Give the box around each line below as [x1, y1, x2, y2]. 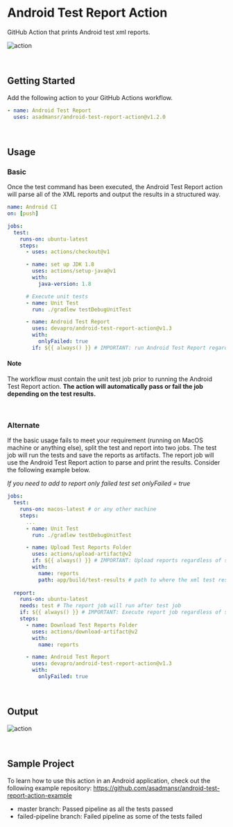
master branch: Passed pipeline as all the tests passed [17, 805, 173, 813]
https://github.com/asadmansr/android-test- [93, 784, 221, 792]
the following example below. [7, 466, 91, 474]
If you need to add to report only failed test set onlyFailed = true [7, 479, 191, 488]
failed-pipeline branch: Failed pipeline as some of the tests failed [17, 812, 202, 820]
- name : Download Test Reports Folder [25, 621, 138, 629]
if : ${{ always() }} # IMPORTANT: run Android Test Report [32, 344, 207, 351]
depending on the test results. [7, 390, 96, 398]
